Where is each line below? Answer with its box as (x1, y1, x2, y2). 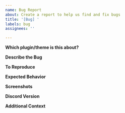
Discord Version (5, 93, 40, 99)
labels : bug (5, 21, 30, 27)
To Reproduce (5, 64, 35, 70)
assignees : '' (5, 26, 35, 31)
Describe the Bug (5, 54, 42, 61)
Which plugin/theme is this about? (5, 44, 79, 50)
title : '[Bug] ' (5, 17, 39, 22)
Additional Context (5, 103, 46, 109)
